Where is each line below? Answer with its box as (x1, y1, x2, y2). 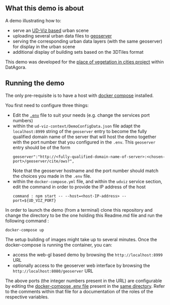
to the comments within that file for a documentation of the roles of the (5, 288, 153, 294)
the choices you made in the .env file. (12, 173, 91, 179)
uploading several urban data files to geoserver (12, 32, 112, 39)
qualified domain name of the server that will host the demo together (12, 133, 156, 140)
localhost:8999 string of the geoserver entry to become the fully (12, 128, 147, 134)
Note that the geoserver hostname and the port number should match (12, 167, 159, 174)
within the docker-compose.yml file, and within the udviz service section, (12, 178, 162, 184)
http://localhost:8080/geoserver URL (12, 267, 93, 274)
